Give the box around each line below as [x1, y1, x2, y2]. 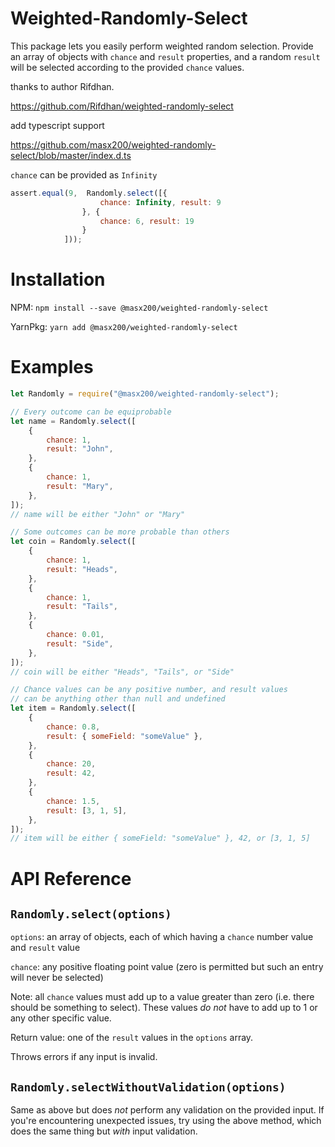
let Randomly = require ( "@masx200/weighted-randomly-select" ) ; [10, 389, 280, 399]
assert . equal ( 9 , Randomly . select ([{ [10, 188, 168, 198]
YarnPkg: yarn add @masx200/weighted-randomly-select [10, 321, 238, 333]
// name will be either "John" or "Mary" [10, 509, 186, 519]
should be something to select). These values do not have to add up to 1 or [10, 1002, 318, 1014]
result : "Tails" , [46, 602, 118, 612]
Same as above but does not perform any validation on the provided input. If [10, 1104, 325, 1116]
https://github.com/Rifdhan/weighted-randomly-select [10, 100, 234, 112]
